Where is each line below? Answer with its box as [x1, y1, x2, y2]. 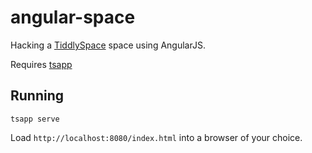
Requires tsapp [10, 58, 73, 70]
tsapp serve [10, 114, 60, 124]
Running [10, 87, 65, 105]
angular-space [10, 6, 136, 29]
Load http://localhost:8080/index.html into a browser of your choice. [10, 131, 303, 143]
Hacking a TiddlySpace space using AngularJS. [10, 39, 206, 51]
